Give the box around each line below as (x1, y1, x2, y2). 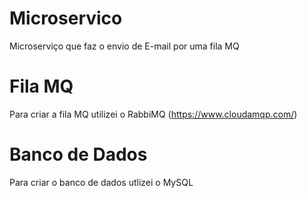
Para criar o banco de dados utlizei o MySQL (9, 176, 194, 188)
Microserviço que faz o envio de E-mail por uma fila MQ (9, 40, 240, 52)
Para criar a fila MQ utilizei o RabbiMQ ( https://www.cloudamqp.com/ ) (9, 108, 298, 120)
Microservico (9, 7, 123, 30)
